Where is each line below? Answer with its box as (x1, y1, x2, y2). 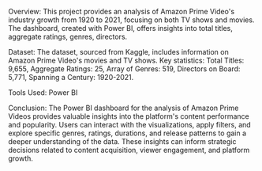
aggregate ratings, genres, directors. (8, 32, 128, 41)
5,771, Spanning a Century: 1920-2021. (8, 73, 134, 82)
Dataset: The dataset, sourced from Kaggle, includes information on (8, 47, 229, 56)
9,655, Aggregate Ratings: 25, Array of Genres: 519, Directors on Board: (8, 64, 241, 74)
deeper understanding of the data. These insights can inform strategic (8, 137, 237, 146)
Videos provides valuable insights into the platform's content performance (8, 112, 250, 121)
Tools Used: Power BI (8, 88, 78, 97)
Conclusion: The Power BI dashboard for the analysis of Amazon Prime (8, 103, 239, 112)
